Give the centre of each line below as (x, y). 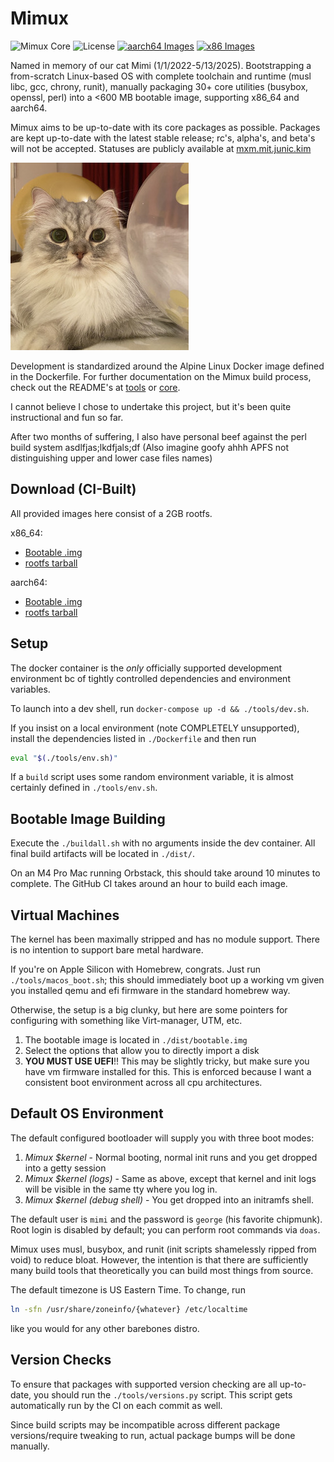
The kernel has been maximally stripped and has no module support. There (165, 939)
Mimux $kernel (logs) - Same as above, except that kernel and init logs (170, 1178)
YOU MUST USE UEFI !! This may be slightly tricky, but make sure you (167, 1061)
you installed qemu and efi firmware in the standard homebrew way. (150, 991)
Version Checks (61, 1360)
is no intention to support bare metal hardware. (107, 950)
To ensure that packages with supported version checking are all (144, 1384)
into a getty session (65, 1168)
